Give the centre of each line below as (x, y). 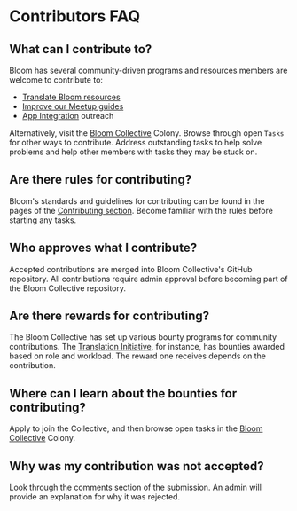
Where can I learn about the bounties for (123, 393)
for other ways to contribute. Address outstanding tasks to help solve (136, 142)
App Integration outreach (68, 116)
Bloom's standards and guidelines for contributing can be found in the (137, 200)
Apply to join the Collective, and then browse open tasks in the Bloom (136, 428)
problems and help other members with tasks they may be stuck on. (133, 152)
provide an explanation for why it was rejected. (94, 497)
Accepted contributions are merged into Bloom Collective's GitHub (131, 269)
